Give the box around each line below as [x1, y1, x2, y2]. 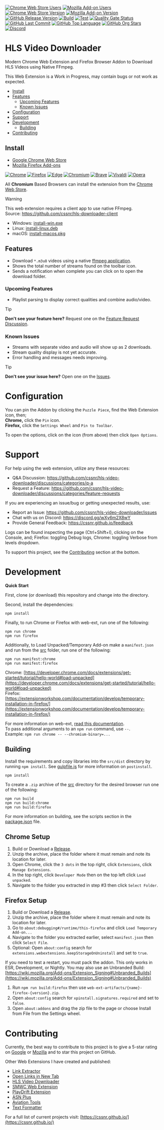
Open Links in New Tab [12, 1073, 59, 1080]
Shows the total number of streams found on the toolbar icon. [12, 263, 137, 269]
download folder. [12, 273, 47, 279]
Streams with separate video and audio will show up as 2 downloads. [12, 344, 152, 350]
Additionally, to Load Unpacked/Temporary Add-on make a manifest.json [5, 642, 154, 648]
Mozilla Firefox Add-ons [12, 162, 61, 168]
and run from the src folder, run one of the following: [5, 647, 111, 653]
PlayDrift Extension [12, 1089, 51, 1095]
